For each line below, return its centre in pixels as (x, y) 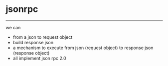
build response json (33, 42)
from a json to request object (43, 37)
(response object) (31, 53)
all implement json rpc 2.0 (39, 58)
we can (13, 27)
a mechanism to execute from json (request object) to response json (83, 48)
